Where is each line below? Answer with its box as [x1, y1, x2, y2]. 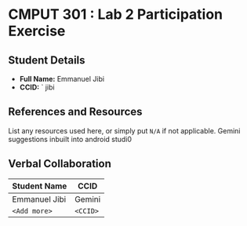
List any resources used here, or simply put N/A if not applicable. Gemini [8, 126, 241, 135]
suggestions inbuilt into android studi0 [8, 134, 132, 144]
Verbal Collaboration [8, 157, 111, 170]
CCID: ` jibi [19, 82, 55, 92]
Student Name [12, 180, 67, 191]
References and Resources [8, 105, 143, 118]
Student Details [8, 53, 85, 67]
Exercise [8, 22, 66, 40]
